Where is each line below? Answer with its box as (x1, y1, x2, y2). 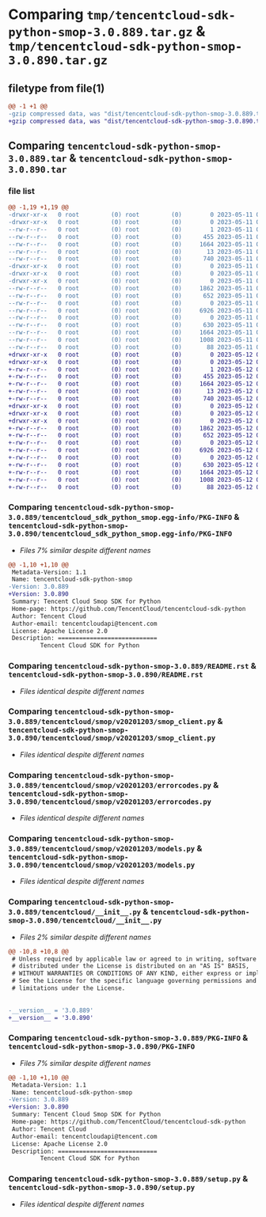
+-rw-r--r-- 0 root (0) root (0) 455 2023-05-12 (8, 373, 253, 381)
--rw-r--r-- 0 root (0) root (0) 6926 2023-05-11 (8, 306, 253, 314)
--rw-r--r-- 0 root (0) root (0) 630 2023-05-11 (8, 321, 253, 329)
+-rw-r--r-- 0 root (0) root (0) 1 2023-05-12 (8, 366, 253, 373)
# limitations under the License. (11, 984, 126, 992)
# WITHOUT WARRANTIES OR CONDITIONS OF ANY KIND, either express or (11, 969, 243, 978)
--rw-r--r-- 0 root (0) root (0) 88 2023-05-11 (8, 343, 253, 351)
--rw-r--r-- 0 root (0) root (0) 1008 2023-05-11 (8, 336, 253, 344)
